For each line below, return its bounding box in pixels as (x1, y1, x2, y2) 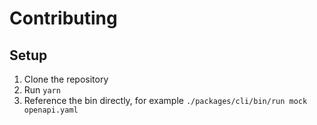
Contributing (9, 7, 118, 30)
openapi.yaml (23, 105, 79, 115)
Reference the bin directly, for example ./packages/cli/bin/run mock (23, 95, 308, 106)
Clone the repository (23, 73, 109, 85)
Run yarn (23, 84, 61, 96)
